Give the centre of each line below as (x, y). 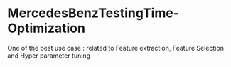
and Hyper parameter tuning (49, 56)
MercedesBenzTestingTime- (93, 13)
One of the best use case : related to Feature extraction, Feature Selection (116, 48)
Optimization (46, 28)
